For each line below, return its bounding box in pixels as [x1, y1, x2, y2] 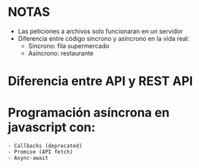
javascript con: [8, 120, 96, 136]
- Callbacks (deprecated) [8, 142, 82, 149]
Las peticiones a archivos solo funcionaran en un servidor [17, 27, 183, 35]
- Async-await [8, 155, 49, 162]
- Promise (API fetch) [8, 149, 73, 156]
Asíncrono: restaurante [28, 49, 94, 57]
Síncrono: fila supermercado [28, 41, 110, 50]
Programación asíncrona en [8, 105, 170, 121]
